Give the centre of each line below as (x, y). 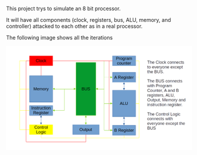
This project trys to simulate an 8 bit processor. (63, 9)
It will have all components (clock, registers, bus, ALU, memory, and (88, 20)
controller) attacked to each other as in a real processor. (74, 26)
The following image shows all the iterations (60, 37)
